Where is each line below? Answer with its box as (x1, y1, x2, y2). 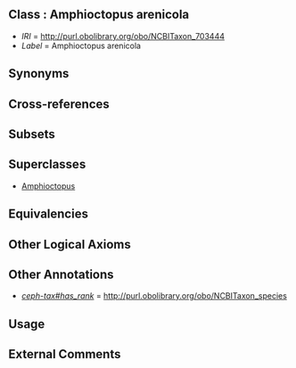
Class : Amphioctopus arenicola (8, 7, 190, 22)
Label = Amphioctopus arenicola (21, 40, 142, 51)
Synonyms (8, 66, 70, 81)
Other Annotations (8, 266, 114, 282)
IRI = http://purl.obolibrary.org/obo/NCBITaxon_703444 (21, 30, 225, 41)
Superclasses (8, 157, 86, 172)
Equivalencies (8, 207, 88, 222)
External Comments (8, 347, 121, 362)
